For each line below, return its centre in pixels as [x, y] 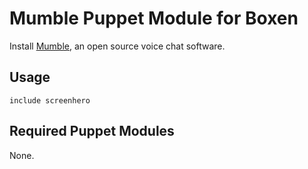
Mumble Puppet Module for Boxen [154, 18]
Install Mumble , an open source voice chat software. [117, 46]
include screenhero [50, 100]
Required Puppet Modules [92, 131]
